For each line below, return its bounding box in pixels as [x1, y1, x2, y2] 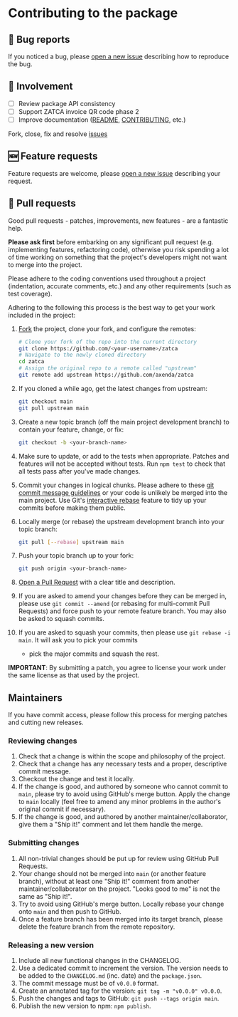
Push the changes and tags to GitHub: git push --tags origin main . [18, 993, 220, 1002]
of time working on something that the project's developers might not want [8, 253, 227, 261]
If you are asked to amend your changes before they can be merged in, [18, 592, 227, 600]
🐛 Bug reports [8, 33, 70, 46]
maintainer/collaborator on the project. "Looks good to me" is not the [18, 885, 221, 893]
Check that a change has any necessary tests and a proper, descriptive [18, 760, 227, 768]
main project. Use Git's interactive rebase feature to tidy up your [18, 496, 207, 504]
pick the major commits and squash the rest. [28, 650, 159, 658]
